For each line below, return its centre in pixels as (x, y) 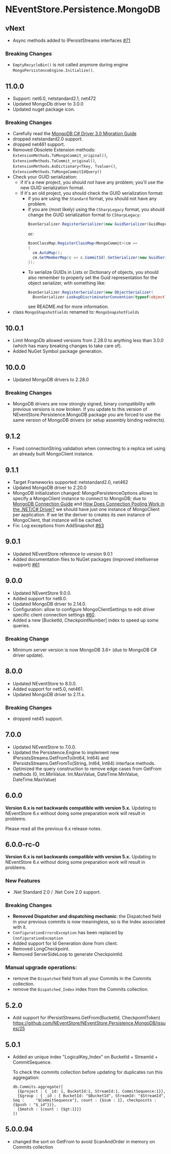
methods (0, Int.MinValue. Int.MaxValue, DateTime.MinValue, (76, 774)
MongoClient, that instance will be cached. (58, 520)
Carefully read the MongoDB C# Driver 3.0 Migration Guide (75, 134)
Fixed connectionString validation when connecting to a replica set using (89, 448)
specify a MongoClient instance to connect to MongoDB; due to (79, 498)
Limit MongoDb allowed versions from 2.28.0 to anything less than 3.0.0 (88, 341)
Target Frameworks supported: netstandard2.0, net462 (70, 482)
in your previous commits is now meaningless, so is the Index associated (89, 922)
